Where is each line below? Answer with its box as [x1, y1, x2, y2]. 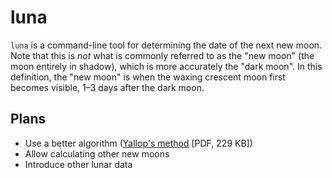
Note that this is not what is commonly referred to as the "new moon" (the [10, 49, 315, 61]
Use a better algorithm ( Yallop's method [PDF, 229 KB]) [24, 137, 253, 149]
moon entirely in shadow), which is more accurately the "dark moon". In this [10, 60, 323, 72]
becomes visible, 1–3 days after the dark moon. [10, 81, 205, 93]
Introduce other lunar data [24, 158, 133, 170]
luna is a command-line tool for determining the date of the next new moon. [10, 39, 323, 51]
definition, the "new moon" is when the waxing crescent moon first [10, 71, 286, 83]
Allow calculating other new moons [24, 147, 170, 160]
